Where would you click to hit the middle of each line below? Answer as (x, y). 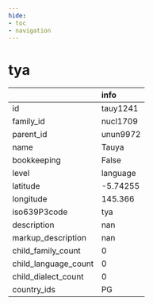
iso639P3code (40, 212)
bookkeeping (36, 160)
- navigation (30, 30)
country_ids (34, 290)
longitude (30, 199)
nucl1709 (120, 122)
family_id (29, 122)
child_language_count (53, 264)
